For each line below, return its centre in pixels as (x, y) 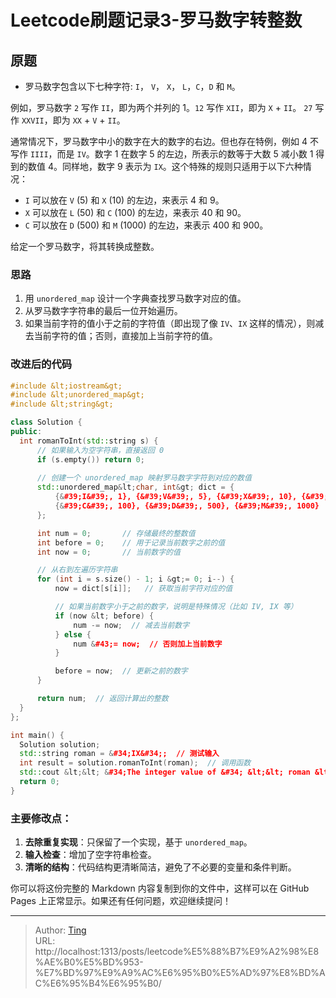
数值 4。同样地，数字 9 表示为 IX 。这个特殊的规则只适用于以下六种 (165, 166)
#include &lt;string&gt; (62, 404)
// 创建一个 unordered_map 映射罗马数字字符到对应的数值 (144, 478)
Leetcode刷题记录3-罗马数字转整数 (156, 20)
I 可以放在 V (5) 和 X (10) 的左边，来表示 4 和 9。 (124, 200)
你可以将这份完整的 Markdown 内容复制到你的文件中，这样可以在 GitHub (160, 888)
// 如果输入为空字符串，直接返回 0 (100, 450)
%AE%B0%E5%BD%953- (89, 962)
